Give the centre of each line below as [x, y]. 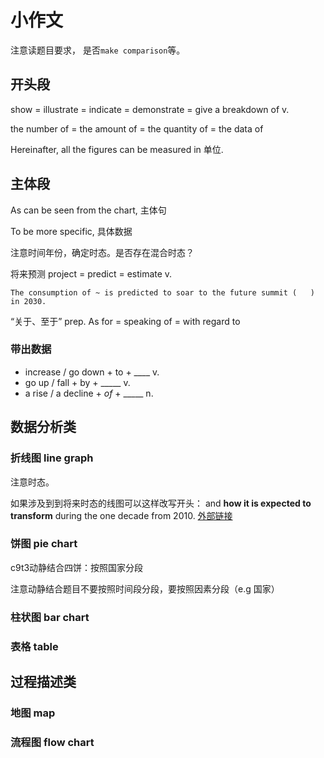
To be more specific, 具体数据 [71, 231]
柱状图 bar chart [50, 617]
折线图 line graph [52, 458]
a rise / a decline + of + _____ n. [89, 393]
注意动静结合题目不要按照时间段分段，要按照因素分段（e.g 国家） [145, 588]
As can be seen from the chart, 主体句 [88, 210]
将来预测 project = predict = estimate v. [91, 273]
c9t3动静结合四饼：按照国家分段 [77, 567]
